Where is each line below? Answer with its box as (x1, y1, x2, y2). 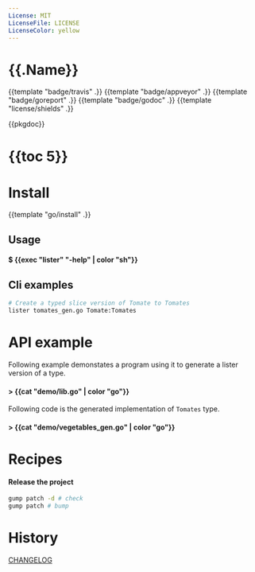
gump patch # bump (8, 502, 69, 510)
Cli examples (8, 278, 74, 291)
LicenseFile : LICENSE (8, 19, 80, 27)
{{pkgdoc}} (8, 119, 45, 129)
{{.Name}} (8, 60, 79, 79)
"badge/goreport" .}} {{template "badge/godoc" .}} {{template (8, 95, 212, 105)
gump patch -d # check (8, 495, 83, 503)
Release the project (8, 477, 74, 486)
